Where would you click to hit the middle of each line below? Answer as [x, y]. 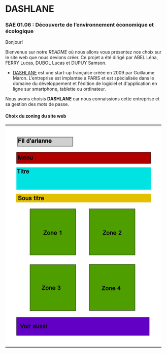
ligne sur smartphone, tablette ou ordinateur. [59, 89]
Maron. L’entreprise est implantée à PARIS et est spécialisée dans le [83, 78]
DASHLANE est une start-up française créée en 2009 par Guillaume [83, 73]
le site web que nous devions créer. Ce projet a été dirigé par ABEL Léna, [82, 58]
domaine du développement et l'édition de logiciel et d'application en [85, 84]
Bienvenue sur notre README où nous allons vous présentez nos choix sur [83, 52]
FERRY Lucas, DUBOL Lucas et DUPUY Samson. [56, 63]
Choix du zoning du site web [36, 116]
